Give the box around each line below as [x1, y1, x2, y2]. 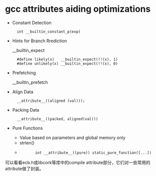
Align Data [12, 88, 33, 94]
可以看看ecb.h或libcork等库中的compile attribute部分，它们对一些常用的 [5, 159, 151, 165]
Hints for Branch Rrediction [12, 38, 67, 44]
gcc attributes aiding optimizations [5, 3, 151, 15]
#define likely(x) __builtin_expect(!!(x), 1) [17, 57, 118, 62]
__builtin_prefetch [12, 79, 48, 85]
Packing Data [12, 107, 39, 113]
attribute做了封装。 [5, 166, 44, 172]
